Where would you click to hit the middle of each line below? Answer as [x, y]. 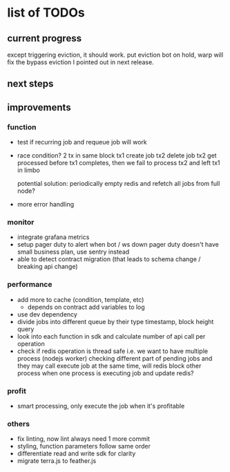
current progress [44, 38]
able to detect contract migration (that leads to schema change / [109, 259]
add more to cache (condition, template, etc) [80, 299]
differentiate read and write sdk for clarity [76, 453]
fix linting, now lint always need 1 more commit [84, 439]
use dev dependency [47, 314]
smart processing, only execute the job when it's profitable [101, 406]
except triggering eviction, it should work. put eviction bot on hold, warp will [115, 55]
